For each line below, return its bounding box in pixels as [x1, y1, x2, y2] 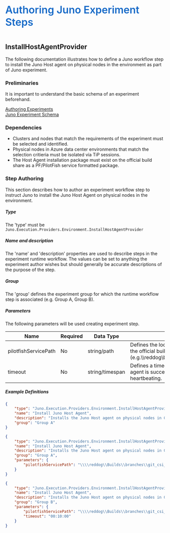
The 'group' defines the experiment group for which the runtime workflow [5, 291, 159, 297]
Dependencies [5, 124, 42, 131]
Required [60, 332, 83, 339]
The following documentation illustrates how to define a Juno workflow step [5, 56, 164, 62]
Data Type [94, 332, 119, 339]
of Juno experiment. [5, 67, 48, 73]
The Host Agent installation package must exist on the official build [12, 157, 152, 163]
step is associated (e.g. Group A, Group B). [5, 296, 95, 302]
